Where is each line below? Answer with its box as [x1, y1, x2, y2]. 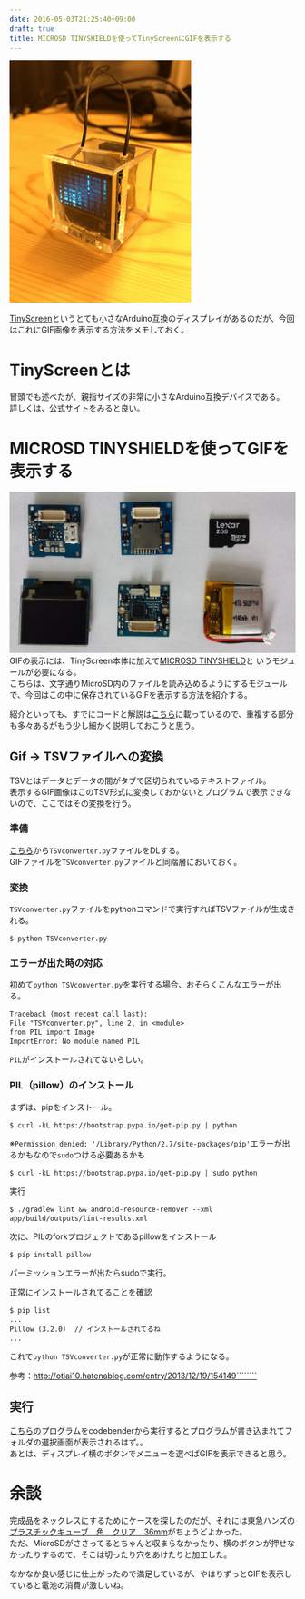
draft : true [9, 24, 54, 34]
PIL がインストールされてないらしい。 [9, 1054, 149, 1065]
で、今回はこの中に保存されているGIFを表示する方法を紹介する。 [9, 689, 252, 700]
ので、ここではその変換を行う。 [16, 798, 136, 809]
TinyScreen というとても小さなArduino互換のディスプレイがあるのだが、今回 [9, 313, 295, 324]
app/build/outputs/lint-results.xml [9, 1214, 148, 1223]
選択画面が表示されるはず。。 [40, 1436, 148, 1447]
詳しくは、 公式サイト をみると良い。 [9, 402, 145, 413]
